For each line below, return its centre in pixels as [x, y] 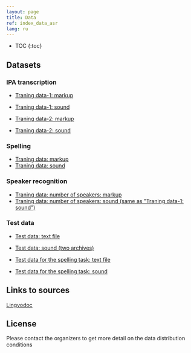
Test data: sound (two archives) [54, 248]
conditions [19, 345]
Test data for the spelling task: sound [61, 271]
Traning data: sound [40, 166]
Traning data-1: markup [44, 95]
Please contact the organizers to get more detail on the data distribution [96, 338]
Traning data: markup [42, 159]
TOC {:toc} [28, 46]
